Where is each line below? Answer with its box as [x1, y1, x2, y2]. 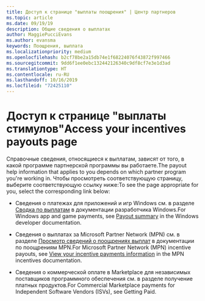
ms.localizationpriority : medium [6, 49, 92, 55]
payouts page [6, 135, 77, 149]
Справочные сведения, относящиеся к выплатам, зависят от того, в [6, 155, 185, 162]
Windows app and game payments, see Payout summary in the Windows [15, 212, 199, 220]
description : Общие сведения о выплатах [6, 26, 111, 32]
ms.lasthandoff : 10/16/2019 [6, 77, 78, 83]
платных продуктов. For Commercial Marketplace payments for [15, 281, 175, 289]
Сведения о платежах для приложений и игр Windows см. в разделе [15, 199, 195, 206]
